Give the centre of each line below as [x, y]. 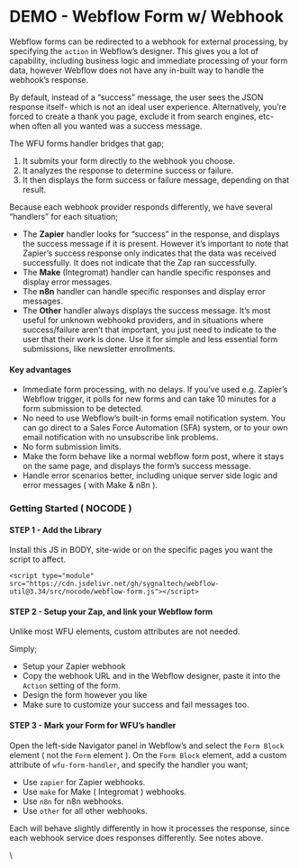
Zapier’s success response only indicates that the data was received [149, 253]
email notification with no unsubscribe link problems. [120, 438]
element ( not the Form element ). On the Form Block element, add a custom [148, 755]
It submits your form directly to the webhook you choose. [129, 160]
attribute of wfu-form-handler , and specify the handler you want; [129, 764]
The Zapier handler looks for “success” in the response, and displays [151, 234]
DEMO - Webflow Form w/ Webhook [147, 17]
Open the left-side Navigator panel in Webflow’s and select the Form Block [147, 746]
